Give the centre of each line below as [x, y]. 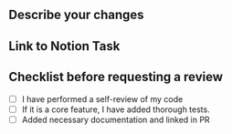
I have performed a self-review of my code [102, 98]
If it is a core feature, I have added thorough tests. [116, 109]
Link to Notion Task [64, 46]
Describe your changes [76, 15]
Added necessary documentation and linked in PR [116, 119]
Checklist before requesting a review [116, 77]
